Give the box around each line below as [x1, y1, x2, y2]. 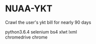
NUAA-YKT [5, 3, 53, 14]
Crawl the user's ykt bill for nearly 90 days [5, 19, 92, 25]
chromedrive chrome [5, 34, 48, 40]
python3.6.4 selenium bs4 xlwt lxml [5, 29, 77, 35]
